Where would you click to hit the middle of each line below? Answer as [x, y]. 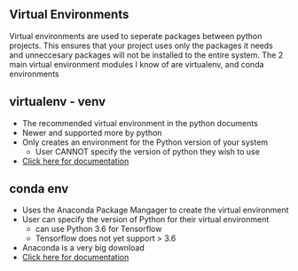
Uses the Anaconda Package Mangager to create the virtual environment [155, 210]
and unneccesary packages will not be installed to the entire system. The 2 [146, 55]
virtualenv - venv [58, 102]
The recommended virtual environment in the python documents [140, 123]
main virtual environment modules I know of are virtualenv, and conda [137, 64]
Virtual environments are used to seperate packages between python [136, 36]
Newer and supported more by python [92, 132]
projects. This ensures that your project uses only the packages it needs [141, 45]
